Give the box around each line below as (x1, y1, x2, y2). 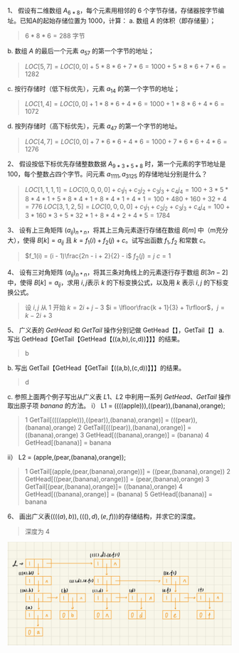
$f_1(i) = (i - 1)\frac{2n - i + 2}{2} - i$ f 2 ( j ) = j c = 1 (24, 251, 171, 262)
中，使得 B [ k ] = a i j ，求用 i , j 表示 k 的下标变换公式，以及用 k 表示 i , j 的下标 (7, 278, 223, 288)
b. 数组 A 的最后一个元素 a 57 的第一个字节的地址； (7, 46, 155, 57)
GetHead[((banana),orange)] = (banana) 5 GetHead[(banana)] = (24, 490, 213, 499)
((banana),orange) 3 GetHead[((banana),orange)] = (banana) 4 (24, 431, 210, 440)
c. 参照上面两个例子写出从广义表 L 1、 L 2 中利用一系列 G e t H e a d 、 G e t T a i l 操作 (7, 393, 231, 401)
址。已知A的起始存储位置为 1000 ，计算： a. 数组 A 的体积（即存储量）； (7, 16, 216, 25)
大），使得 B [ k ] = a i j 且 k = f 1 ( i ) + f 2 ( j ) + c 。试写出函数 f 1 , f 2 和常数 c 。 (7, 236, 210, 246)
